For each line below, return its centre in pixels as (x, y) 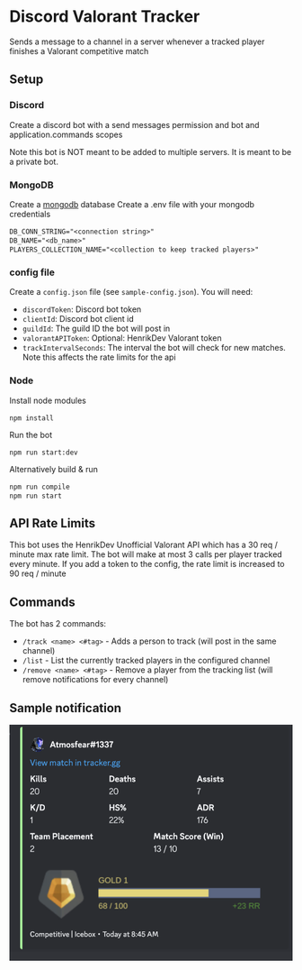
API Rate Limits (53, 523)
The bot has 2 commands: (58, 624)
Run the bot (31, 435)
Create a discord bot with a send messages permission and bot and (134, 124)
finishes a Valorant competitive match (79, 50)
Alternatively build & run (54, 469)
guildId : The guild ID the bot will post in (96, 329)
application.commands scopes (66, 134)
